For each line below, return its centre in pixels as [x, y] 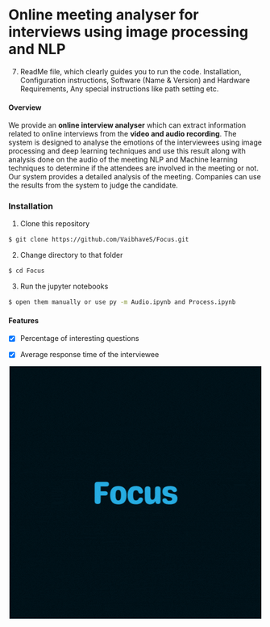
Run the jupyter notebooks [64, 286]
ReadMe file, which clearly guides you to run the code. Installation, [131, 71]
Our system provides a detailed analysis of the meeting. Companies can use [135, 177]
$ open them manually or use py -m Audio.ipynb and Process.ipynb [122, 302]
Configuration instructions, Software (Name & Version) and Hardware [135, 80]
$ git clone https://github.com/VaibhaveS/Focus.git [99, 240]
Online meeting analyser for [104, 15]
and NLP [37, 49]
